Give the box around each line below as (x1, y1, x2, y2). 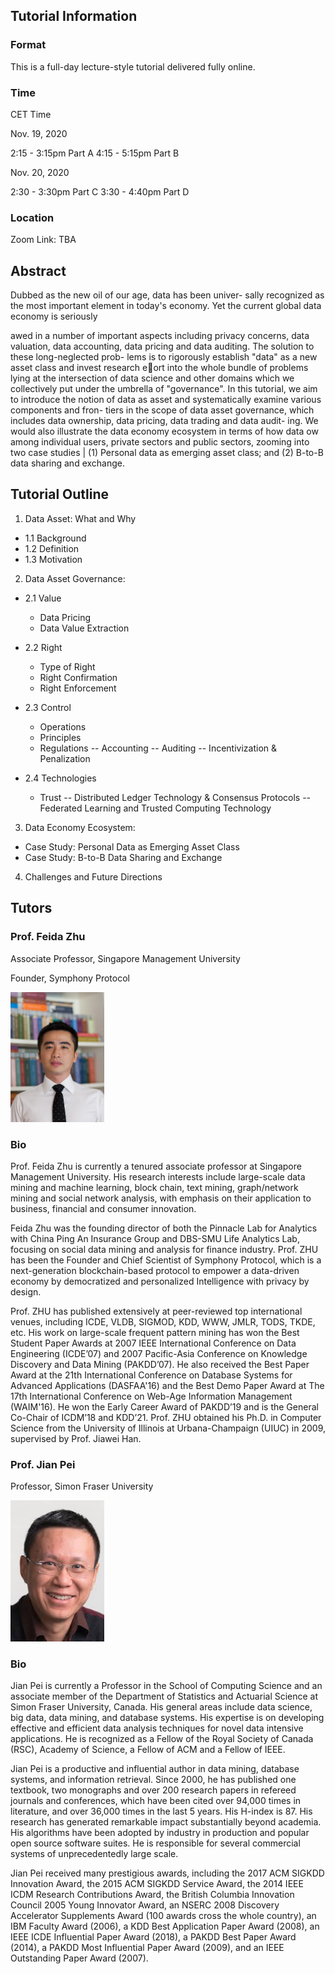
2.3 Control (24, 701, 72, 713)
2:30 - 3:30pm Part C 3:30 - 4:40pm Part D (10, 185, 190, 198)
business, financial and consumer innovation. (10, 1203, 197, 1215)
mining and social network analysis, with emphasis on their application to (10, 1192, 312, 1204)
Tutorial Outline (10, 486, 110, 503)
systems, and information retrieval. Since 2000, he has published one (10, 1774, 297, 1786)
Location (10, 210, 55, 224)
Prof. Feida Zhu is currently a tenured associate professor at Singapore (10, 1160, 302, 1173)
